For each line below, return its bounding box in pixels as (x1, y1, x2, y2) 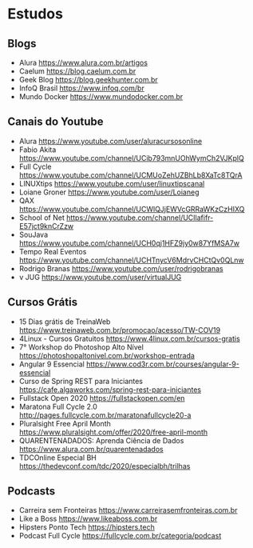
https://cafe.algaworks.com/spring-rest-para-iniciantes (18, 385, 201, 394)
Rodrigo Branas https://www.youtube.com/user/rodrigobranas (18, 263, 224, 273)
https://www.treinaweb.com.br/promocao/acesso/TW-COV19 (18, 325, 221, 334)
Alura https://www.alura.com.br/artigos (18, 58, 148, 67)
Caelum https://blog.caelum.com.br (18, 66, 136, 76)
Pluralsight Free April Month (18, 418, 111, 428)
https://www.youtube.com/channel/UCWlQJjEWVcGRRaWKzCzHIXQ (18, 204, 245, 214)
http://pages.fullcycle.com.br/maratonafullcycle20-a (18, 410, 192, 420)
